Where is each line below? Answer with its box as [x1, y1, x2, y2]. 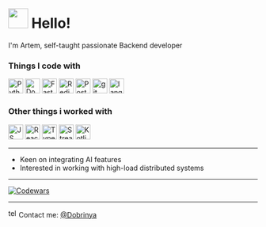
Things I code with [8, 60, 81, 71]
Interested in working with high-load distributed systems [19, 163, 204, 172]
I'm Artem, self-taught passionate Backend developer [8, 40, 183, 50]
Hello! [31, 14, 71, 32]
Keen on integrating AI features [19, 154, 122, 164]
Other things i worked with [8, 106, 112, 117]
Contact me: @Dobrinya [18, 210, 97, 219]
